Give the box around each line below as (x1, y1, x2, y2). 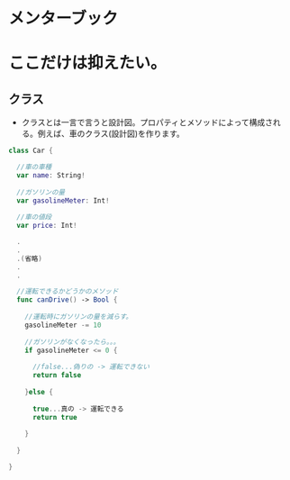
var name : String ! (16, 170, 86, 180)
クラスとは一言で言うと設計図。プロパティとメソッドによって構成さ (21, 117, 274, 128)
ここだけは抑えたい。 (8, 53, 168, 73)
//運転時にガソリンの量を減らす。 (24, 312, 132, 322)
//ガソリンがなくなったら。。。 (24, 337, 121, 347)
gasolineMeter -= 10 (24, 321, 102, 330)
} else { (24, 387, 53, 396)
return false (32, 371, 82, 380)
